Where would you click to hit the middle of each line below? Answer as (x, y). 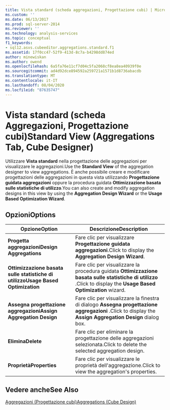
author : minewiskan (26, 57)
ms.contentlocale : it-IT (31, 80)
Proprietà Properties (32, 365)
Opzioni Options (30, 215)
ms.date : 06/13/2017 (27, 19)
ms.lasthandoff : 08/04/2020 (35, 85)
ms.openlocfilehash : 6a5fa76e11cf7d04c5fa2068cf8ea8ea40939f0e (73, 66)
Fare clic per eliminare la (104, 332)
